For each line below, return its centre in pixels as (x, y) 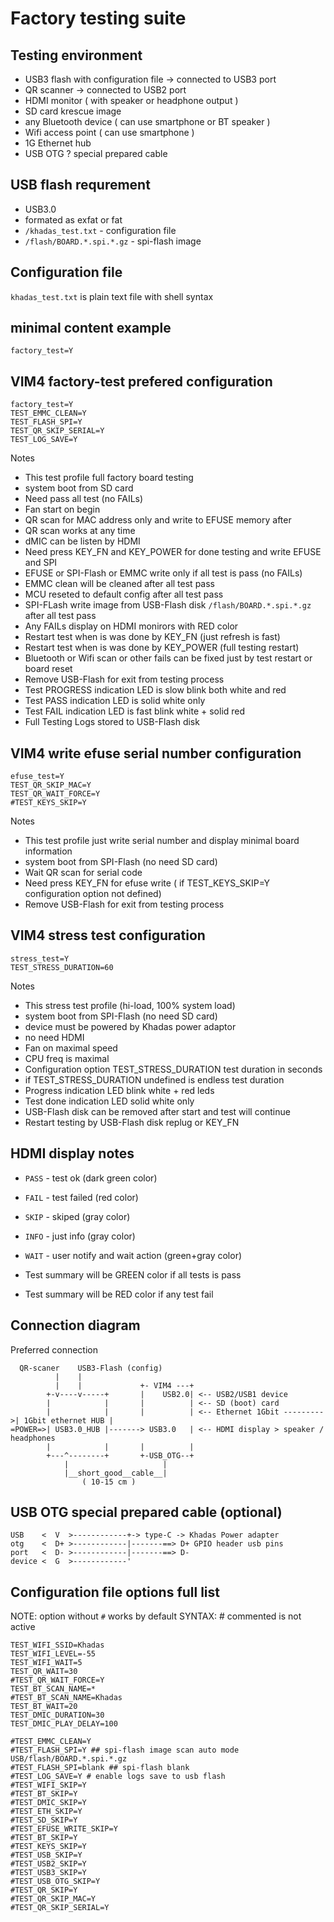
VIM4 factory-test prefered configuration (141, 381)
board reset (48, 669)
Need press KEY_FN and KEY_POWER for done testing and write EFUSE (173, 552)
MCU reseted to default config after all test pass (124, 594)
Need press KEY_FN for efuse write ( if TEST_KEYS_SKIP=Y (147, 883)
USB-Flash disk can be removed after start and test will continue (157, 1111)
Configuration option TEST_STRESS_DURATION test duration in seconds (173, 1069)
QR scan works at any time (80, 531)
